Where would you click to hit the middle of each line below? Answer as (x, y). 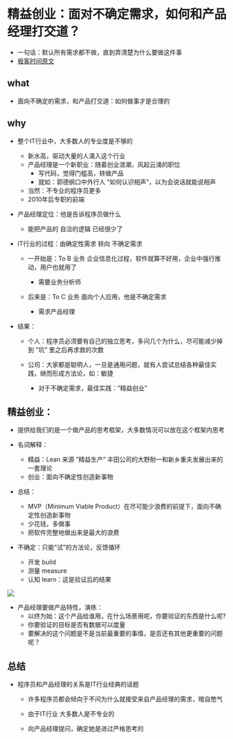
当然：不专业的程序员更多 (64, 190)
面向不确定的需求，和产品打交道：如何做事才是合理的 (94, 101)
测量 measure (47, 571)
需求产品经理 (56, 311)
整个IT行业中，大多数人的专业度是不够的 (75, 141)
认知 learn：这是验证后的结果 (69, 580)
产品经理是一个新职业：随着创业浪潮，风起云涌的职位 (104, 164)
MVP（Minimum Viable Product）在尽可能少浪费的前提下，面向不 (121, 507)
